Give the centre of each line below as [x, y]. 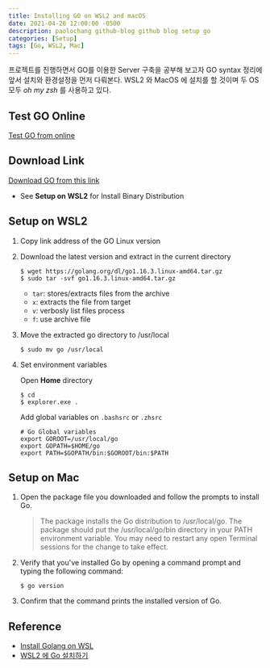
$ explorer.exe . [49, 402]
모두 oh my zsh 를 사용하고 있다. [60, 90]
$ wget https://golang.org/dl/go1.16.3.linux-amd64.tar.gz [121, 271]
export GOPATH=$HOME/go [60, 446]
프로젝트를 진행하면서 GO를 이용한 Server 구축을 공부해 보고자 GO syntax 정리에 [135, 70]
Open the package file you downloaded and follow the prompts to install [139, 497]
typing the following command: [71, 571]
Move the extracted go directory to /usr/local [94, 334]
